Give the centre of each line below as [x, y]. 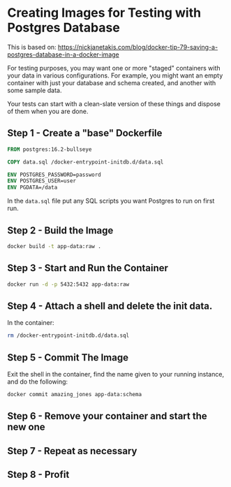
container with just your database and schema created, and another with [112, 82]
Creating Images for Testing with [104, 13]
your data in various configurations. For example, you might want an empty [115, 75]
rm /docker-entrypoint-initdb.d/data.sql [68, 336]
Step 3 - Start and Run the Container [88, 268]
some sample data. [35, 90]
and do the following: [38, 381]
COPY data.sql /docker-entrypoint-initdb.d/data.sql [85, 162]
